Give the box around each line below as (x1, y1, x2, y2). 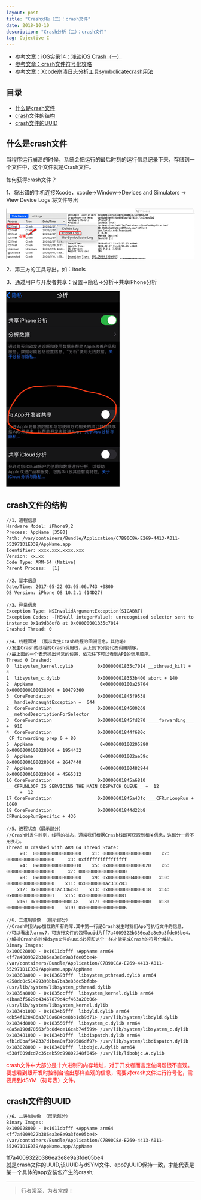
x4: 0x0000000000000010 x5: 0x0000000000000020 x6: (19, 862, 170, 869)
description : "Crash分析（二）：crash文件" (6, 29, 107, 35)
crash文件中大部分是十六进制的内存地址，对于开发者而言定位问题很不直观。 (6, 1062, 193, 1069)
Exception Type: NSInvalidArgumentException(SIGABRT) (6, 608, 144, 614)
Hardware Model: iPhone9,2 (6, 523, 74, 530)
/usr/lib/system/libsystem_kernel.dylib (6, 1002, 109, 1008)
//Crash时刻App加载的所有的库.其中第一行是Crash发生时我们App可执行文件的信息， (6, 924, 187, 930)
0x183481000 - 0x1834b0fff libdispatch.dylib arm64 (6, 1032, 141, 1038)
